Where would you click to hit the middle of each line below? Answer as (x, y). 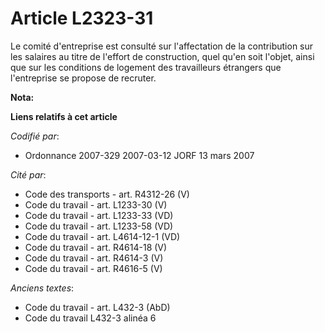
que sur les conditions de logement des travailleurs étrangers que (146, 67)
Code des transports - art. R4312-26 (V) (107, 194)
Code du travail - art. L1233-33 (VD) (99, 215)
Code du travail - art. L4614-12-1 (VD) (102, 236)
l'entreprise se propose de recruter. (83, 78)
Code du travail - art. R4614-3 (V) (94, 258)
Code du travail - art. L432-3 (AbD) (97, 307)
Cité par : (28, 174)
